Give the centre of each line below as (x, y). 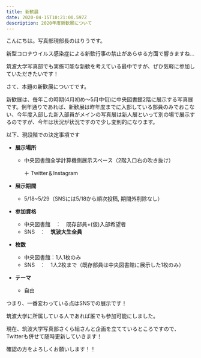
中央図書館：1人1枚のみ (52, 258)
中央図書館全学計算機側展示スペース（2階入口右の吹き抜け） (99, 161)
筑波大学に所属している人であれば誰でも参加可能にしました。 (82, 316)
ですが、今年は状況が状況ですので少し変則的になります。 (87, 122)
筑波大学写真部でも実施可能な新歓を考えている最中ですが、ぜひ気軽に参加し (101, 66)
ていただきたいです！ (32, 74)
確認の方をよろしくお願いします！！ (51, 349)
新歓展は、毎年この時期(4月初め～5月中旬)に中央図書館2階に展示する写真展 (100, 99)
